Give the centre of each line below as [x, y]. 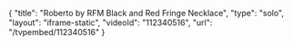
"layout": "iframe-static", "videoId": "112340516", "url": [111, 23]
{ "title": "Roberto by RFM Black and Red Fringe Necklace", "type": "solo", [146, 13]
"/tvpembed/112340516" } [57, 32]
